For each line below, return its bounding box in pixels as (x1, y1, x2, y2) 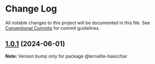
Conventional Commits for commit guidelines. (5, 25, 100, 31)
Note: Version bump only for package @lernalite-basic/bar (5, 53, 128, 59)
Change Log (5, 3, 57, 15)
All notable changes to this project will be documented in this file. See (5, 20, 150, 26)
